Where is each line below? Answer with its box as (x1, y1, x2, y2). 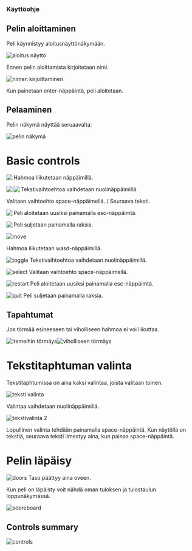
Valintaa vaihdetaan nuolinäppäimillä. (6, 402, 99, 410)
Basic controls (6, 154, 80, 167)
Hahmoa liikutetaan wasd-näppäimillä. (6, 245, 102, 252)
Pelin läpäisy (6, 454, 72, 468)
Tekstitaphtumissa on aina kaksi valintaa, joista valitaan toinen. (6, 379, 163, 387)
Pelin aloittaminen (6, 24, 76, 34)
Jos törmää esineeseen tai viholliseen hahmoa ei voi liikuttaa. (6, 326, 160, 333)
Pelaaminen (6, 105, 52, 115)
